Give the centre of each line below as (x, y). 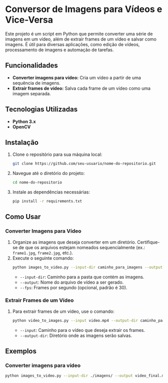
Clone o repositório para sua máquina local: (57, 154)
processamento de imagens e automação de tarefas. (59, 50)
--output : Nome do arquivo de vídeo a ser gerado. (72, 282)
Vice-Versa (29, 20)
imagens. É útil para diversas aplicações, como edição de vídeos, (72, 44)
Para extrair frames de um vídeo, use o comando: (63, 311)
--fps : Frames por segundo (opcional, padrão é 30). (73, 287)
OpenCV (21, 127)
